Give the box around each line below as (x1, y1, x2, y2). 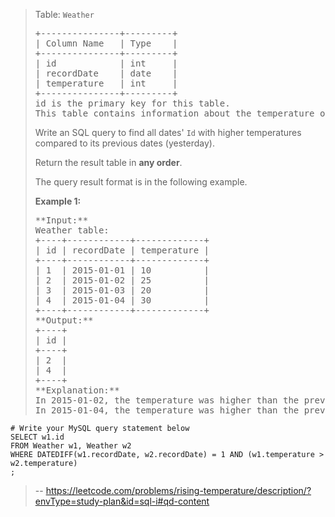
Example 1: (34, 195, 82, 207)
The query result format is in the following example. (34, 176, 248, 188)
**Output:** (34, 315, 94, 326)
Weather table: (34, 225, 110, 236)
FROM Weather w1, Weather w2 (10, 441, 132, 451)
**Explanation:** (34, 385, 120, 396)
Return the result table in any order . (34, 157, 183, 168)
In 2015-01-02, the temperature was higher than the (34, 395, 300, 406)
